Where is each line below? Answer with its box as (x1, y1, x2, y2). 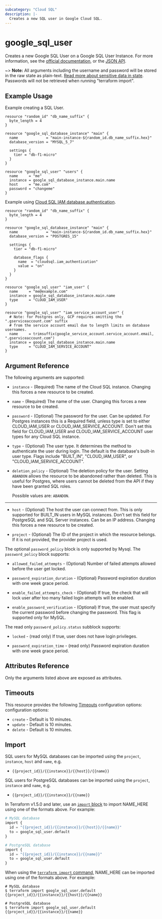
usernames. (5, 327, 27, 332)
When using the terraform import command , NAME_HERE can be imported (5, 870, 155, 875)
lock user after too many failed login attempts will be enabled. (12, 595, 135, 600)
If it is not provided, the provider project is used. (12, 536, 108, 542)
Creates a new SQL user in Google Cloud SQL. (9, 16, 103, 21)
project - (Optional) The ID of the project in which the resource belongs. (12, 532, 156, 537)
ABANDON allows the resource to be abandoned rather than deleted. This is (12, 473, 157, 479)
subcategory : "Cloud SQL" (5, 7, 57, 12)
